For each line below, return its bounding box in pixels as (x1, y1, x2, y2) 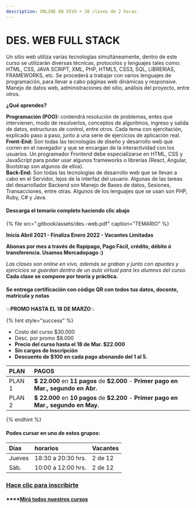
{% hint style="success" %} (6, 317, 74, 324)
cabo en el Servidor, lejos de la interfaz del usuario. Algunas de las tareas (6, 175, 183, 182)
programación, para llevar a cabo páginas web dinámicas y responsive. (6, 78, 177, 85)
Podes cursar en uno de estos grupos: (6, 429, 100, 436)
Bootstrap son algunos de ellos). (6, 163, 84, 170)
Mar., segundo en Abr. (34, 384, 97, 392)
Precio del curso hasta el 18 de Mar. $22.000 (14, 340, 125, 348)
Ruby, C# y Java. (6, 193, 47, 201)
